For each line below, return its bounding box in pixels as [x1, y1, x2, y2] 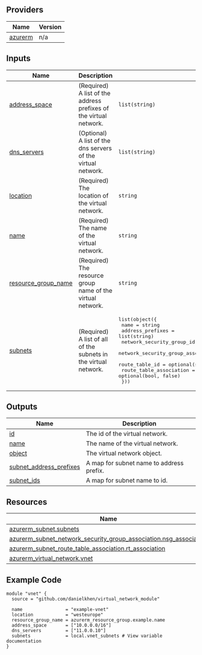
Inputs [6, 54, 31, 64]
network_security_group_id [121, 339, 195, 345]
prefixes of [78, 104, 109, 112]
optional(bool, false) [118, 372, 180, 379]
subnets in [78, 349, 108, 358]
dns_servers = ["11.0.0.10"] [11, 628, 106, 634]
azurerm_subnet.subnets [9, 525, 79, 533]
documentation [6, 638, 42, 644]
